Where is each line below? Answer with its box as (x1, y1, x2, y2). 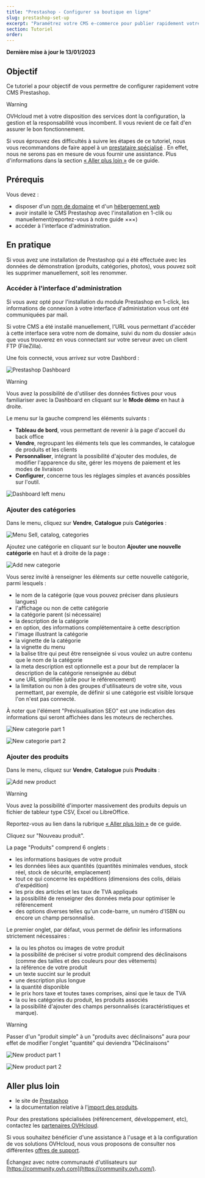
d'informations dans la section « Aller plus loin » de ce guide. (6, 156, 160, 164)
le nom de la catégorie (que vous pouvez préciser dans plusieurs (15, 591, 179, 599)
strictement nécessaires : (6, 932, 70, 940)
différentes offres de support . (6, 1147, 81, 1154)
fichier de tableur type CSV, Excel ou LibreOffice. (6, 808, 130, 816)
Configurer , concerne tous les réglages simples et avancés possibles (15, 472, 190, 479)
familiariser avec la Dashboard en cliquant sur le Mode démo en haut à (6, 396, 185, 403)
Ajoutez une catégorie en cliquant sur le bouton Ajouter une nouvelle (6, 543, 181, 551)
